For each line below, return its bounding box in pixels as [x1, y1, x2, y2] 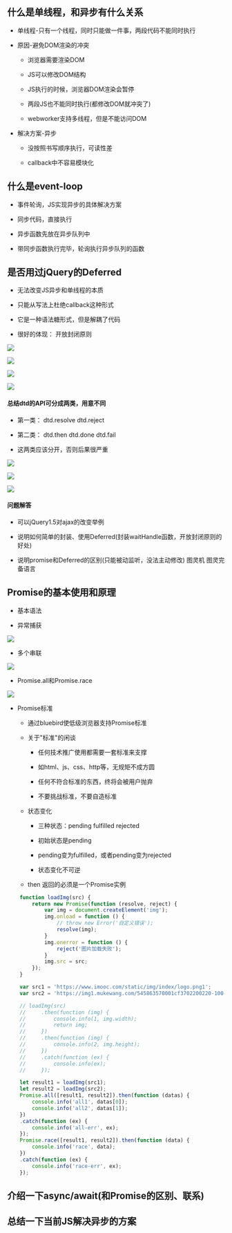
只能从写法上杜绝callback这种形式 [17, 301, 114, 309]
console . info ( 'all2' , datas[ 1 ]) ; [32, 1104, 128, 1111]
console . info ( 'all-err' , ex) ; [32, 1124, 119, 1131]
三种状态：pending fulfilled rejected [37, 821, 139, 829]
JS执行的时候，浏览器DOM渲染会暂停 [27, 85, 135, 93]
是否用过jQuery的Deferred [7, 267, 122, 279]
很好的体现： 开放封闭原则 [17, 330, 92, 339]
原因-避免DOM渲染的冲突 [17, 41, 90, 49]
